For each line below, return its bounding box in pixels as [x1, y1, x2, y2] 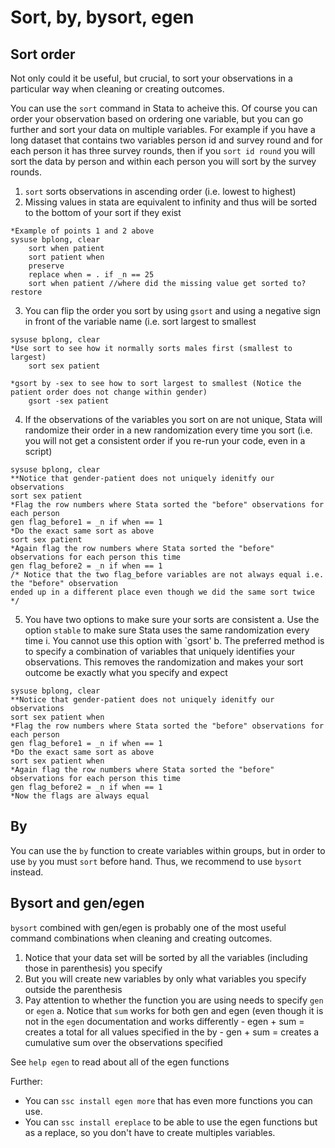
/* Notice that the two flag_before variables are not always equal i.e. [10, 570, 325, 580]
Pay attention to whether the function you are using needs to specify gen [24, 994, 324, 1006]
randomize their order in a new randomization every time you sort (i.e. [24, 424, 313, 436]
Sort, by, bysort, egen [10, 6, 195, 29]
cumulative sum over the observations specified [24, 1036, 223, 1048]
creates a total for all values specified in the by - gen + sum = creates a [24, 1026, 320, 1038]
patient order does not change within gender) [10, 387, 208, 397]
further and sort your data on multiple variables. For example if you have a [10, 124, 316, 135]
